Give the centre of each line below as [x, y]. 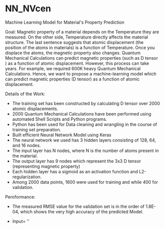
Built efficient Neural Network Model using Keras [62, 135]
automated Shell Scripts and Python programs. [60, 119]
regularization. [27, 177]
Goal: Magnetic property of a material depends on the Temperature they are [82, 32]
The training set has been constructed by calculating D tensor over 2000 [86, 103]
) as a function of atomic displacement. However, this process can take [77, 63]
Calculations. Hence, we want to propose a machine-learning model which [81, 74]
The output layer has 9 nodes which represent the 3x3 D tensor [77, 161]
